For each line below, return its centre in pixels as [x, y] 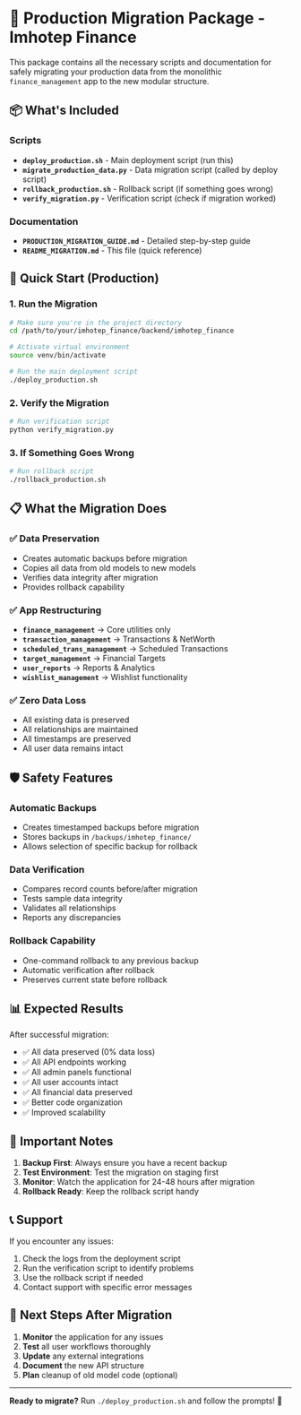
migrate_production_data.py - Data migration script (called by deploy [150, 169]
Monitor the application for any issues [93, 1337]
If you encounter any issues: [62, 1241]
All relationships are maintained [80, 729]
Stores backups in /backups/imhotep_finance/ [107, 836]
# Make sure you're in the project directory [95, 323]
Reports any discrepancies [72, 918]
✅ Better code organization [73, 1102]
